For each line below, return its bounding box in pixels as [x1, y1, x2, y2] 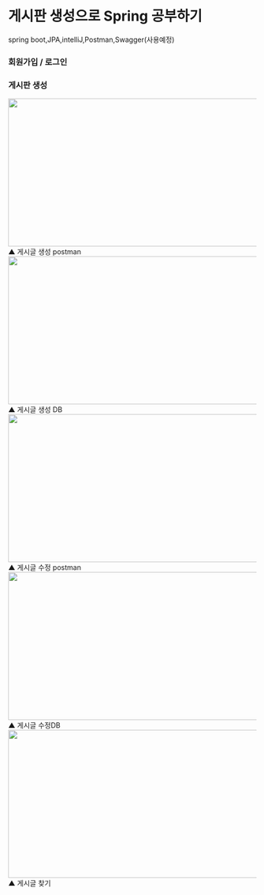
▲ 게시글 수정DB [8, 721, 61, 730]
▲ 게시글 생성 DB [8, 405, 63, 414]
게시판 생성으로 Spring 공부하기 [8, 7, 203, 25]
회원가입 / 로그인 [8, 56, 68, 67]
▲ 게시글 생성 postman [8, 247, 81, 257]
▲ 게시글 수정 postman [8, 563, 81, 572]
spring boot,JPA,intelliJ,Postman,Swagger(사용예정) [8, 35, 175, 44]
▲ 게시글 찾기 [8, 878, 51, 888]
